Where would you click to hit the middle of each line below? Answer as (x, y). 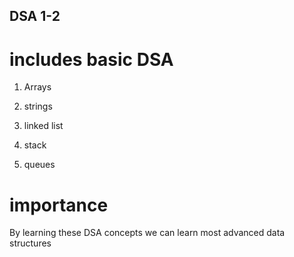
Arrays (37, 87)
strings (38, 106)
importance (59, 205)
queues (39, 165)
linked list (43, 126)
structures (30, 243)
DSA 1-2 (35, 16)
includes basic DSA (91, 59)
